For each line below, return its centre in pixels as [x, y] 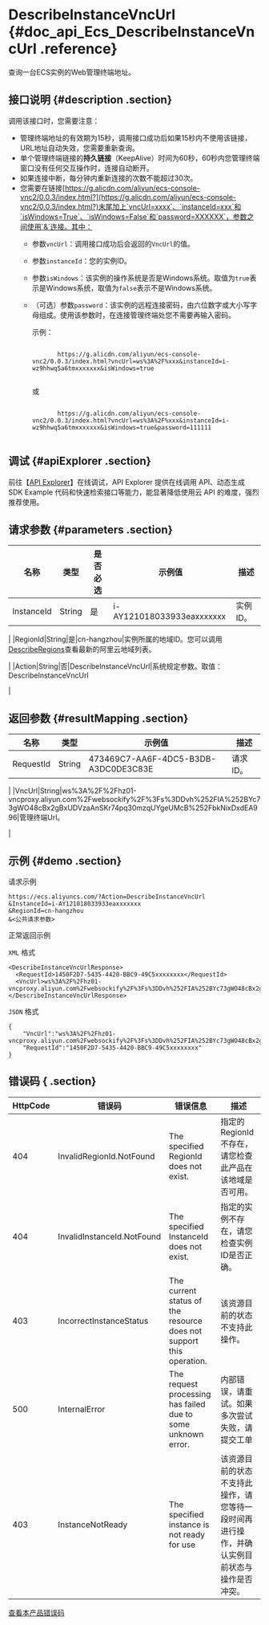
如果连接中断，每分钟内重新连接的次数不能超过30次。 [108, 177]
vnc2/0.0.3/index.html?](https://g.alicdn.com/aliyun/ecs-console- [128, 197]
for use [182, 1545]
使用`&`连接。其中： [60, 226]
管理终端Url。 [42, 817]
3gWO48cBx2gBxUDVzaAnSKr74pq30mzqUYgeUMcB [99, 808]
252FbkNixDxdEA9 [227, 808]
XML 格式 [22, 952]
